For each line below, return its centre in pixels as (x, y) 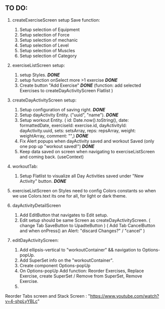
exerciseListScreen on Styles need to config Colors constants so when (84, 190)
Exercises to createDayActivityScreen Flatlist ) (66, 90)
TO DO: (16, 8)
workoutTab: (25, 166)
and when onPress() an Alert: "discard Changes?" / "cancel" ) (82, 231)
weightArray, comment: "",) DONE (54, 136)
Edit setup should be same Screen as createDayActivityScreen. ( (85, 220)
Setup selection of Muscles (47, 50)
